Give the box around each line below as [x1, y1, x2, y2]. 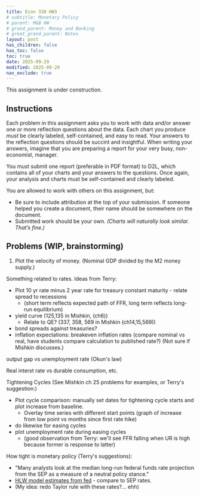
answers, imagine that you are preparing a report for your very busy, [6, 145, 175, 152]
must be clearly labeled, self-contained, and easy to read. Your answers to [6, 132, 190, 139]
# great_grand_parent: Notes [6, 31, 79, 37]
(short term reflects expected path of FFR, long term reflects [23, 299, 173, 307]
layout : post [6, 36, 39, 42]
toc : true [6, 53, 31, 59]
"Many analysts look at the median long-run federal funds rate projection [14, 464, 195, 471]
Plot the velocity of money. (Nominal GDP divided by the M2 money [14, 257, 181, 264]
